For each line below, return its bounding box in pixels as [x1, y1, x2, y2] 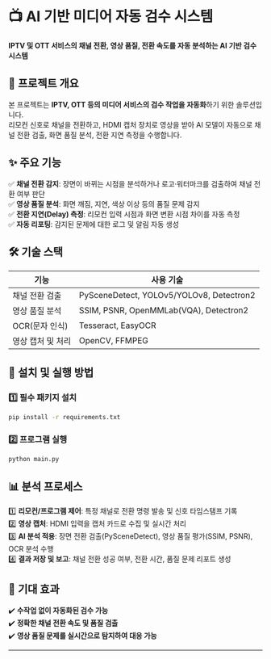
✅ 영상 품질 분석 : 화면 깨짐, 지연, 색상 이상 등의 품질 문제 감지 [8, 199, 200, 208]
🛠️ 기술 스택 [8, 245, 63, 258]
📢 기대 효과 [8, 582, 60, 596]
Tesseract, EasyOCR [78, 320, 156, 331]
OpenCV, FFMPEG [78, 335, 149, 346]
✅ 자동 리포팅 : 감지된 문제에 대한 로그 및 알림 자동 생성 [8, 219, 180, 229]
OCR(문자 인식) [12, 321, 69, 332]
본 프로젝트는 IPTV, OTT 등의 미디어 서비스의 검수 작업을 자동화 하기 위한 [8, 99, 235, 109]
